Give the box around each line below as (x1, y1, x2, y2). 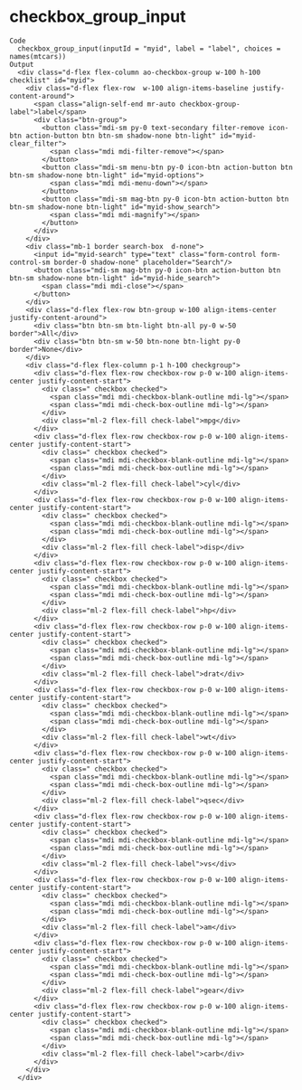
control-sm (9, 258, 51, 267)
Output (9, 60, 34, 69)
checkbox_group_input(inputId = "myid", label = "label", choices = (17, 43, 281, 53)
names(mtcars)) (9, 52, 67, 61)
